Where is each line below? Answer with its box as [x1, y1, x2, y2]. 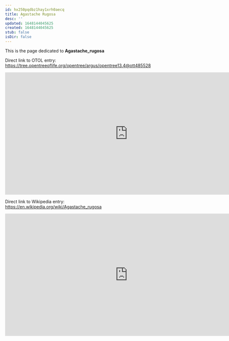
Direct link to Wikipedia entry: [5, 199, 65, 205]
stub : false [5, 30, 29, 35]
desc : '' [5, 16, 23, 21]
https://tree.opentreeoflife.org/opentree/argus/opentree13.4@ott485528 [5, 62, 151, 68]
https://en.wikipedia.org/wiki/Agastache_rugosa [5, 204, 102, 209]
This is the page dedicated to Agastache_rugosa [5, 47, 105, 54]
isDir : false [5, 35, 32, 40]
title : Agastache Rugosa [5, 12, 56, 17]
